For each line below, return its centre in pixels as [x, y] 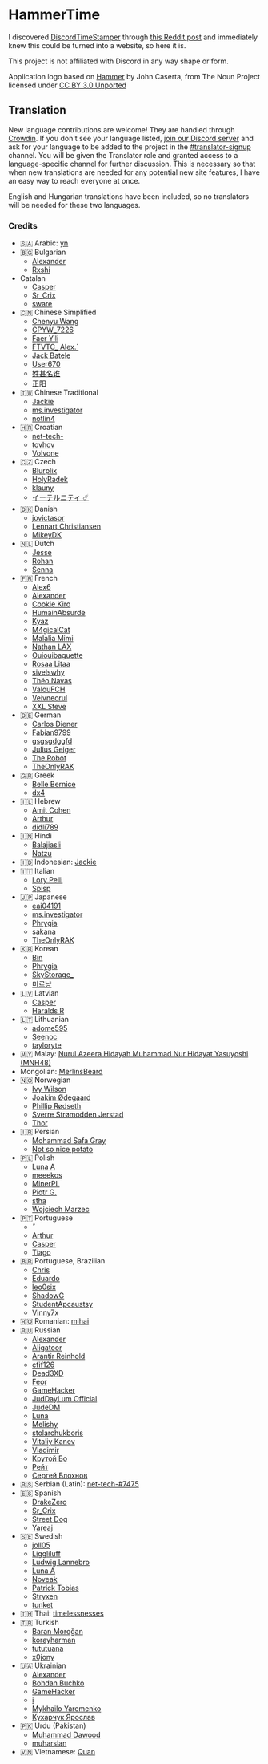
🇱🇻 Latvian [39, 993]
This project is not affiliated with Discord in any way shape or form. [119, 61]
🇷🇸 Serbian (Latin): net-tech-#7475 [80, 1484]
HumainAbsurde [58, 613]
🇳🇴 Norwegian [45, 1080]
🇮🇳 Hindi [36, 836]
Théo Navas [52, 681]
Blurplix [44, 471]
